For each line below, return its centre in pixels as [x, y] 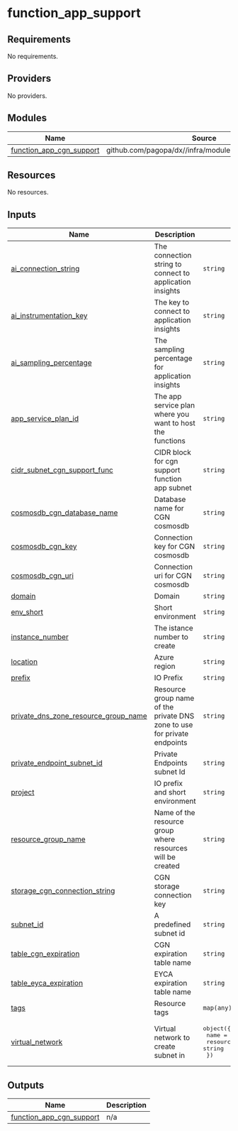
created [167, 866]
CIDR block [172, 452]
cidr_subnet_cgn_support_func [62, 470]
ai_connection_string [45, 269]
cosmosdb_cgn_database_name [64, 513]
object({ [217, 1028]
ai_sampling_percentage [51, 363]
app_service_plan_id [45, 419]
